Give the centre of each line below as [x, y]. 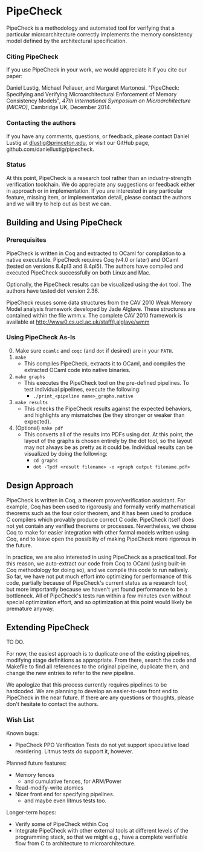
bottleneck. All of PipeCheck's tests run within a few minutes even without [99, 596]
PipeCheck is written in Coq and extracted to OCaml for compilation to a [96, 253]
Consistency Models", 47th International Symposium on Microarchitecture [98, 101]
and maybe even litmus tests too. [65, 800]
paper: [14, 76]
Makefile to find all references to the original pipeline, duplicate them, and [98, 667]
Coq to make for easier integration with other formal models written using [98, 532]
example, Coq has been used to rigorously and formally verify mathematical [101, 507]
